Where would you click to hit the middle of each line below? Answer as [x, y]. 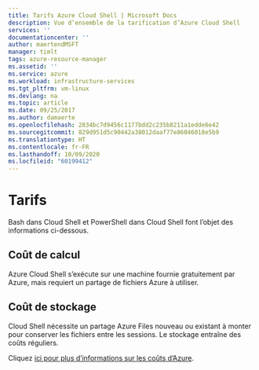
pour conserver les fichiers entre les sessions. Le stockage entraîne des [125, 334]
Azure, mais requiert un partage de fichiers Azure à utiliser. [104, 282]
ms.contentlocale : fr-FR [49, 147]
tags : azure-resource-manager [58, 60]
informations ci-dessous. [48, 231]
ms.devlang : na [33, 96]
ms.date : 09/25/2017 [42, 111]
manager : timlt [33, 52]
